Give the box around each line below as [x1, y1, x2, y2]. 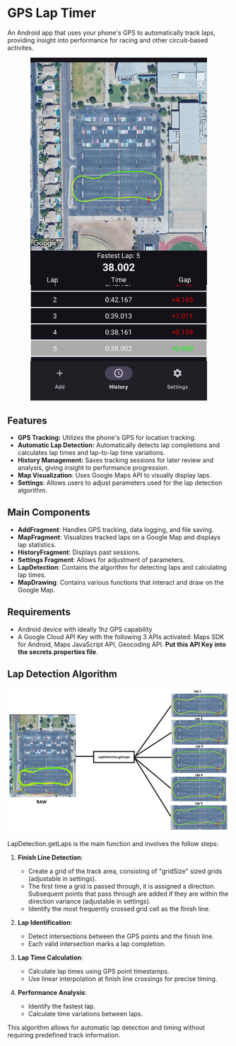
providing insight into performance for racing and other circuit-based [7, 35, 208, 44]
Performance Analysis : [17, 988, 87, 996]
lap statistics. [17, 540, 57, 549]
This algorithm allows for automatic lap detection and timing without [7, 1023, 205, 1032]
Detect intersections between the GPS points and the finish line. [28, 932, 214, 940]
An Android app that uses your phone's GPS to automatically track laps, [7, 28, 216, 37]
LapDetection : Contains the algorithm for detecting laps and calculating [17, 563, 228, 571]
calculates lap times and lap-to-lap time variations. [17, 449, 165, 457]
